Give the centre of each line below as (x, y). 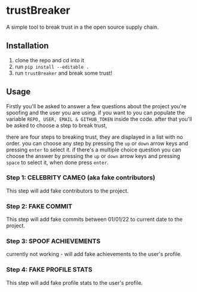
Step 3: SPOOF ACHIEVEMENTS (53, 241)
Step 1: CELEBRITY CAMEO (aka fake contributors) (81, 178)
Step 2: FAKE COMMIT (39, 206)
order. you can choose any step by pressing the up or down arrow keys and (97, 143)
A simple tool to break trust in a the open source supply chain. (83, 27)
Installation (27, 46)
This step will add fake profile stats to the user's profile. (75, 282)
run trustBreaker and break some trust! (63, 73)
